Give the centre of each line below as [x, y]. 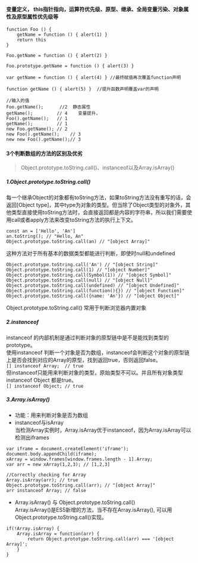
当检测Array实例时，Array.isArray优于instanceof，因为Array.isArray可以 [103, 430]
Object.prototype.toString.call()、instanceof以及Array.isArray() [98, 168]
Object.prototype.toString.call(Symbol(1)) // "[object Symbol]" [89, 275]
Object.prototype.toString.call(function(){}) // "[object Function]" [95, 291]
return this [32, 40]
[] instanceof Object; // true [45, 386]
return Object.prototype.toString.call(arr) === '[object [101, 539]
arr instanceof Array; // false [46, 491]
